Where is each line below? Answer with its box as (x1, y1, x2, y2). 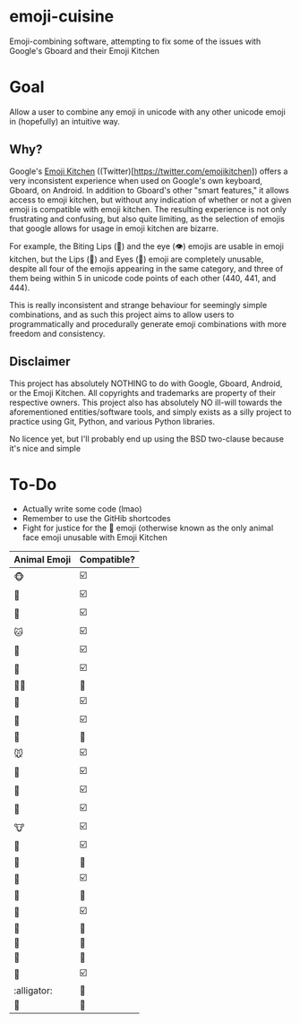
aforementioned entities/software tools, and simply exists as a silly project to (9, 406, 292, 417)
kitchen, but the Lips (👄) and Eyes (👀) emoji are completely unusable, (9, 254, 264, 264)
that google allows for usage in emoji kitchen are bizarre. (9, 222, 219, 234)
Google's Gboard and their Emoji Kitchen (9, 45, 159, 56)
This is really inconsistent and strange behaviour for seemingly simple (9, 299, 268, 310)
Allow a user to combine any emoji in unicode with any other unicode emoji (9, 106, 287, 117)
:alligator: (13, 984, 53, 997)
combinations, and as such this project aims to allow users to (9, 309, 235, 320)
